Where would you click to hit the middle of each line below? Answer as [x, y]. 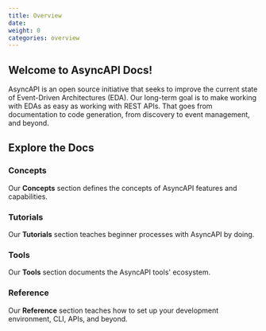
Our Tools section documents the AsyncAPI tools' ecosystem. [110, 272]
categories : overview [44, 38]
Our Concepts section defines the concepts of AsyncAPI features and [123, 188]
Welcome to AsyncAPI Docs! [81, 70]
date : [17, 23]
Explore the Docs [51, 148]
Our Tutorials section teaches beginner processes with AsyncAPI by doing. [131, 235]
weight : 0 [25, 30]
